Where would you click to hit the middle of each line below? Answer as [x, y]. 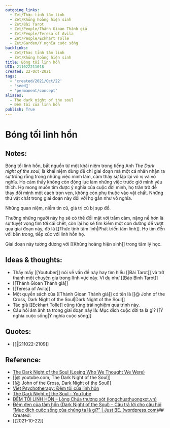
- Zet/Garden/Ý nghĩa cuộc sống [44, 43]
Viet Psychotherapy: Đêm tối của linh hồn [56, 388]
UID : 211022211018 [25, 67]
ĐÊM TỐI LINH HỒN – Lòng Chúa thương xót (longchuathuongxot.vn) [85, 399]
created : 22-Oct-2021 [28, 72]
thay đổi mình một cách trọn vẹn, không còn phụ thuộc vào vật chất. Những [84, 193]
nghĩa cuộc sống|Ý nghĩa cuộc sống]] [52, 315]
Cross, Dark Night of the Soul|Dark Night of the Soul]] [69, 299]
